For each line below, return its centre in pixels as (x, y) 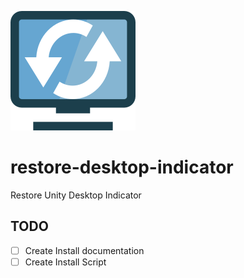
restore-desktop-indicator (122, 167)
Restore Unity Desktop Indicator (76, 195)
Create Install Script (65, 262)
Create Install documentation (84, 250)
